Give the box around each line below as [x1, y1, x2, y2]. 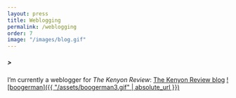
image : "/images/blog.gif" [7, 36, 86, 43]
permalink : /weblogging [7, 23, 77, 30]
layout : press [7, 10, 49, 17]
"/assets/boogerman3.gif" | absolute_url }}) [54, 83, 181, 92]
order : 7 [7, 29, 33, 37]
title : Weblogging [7, 17, 61, 24]
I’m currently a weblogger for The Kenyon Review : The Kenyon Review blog [7, 76, 225, 84]
